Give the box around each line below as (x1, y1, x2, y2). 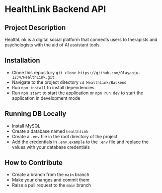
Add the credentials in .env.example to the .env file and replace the (11, 139, 149, 145)
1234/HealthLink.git (11, 75, 55, 80)
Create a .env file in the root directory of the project (11, 133, 118, 139)
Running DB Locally (4, 110, 67, 118)
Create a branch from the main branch (11, 172, 90, 178)
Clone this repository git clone (11, 69, 77, 75)
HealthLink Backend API (4, 3, 106, 15)
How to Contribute (4, 159, 63, 167)
